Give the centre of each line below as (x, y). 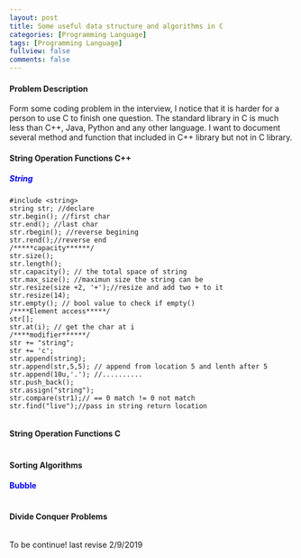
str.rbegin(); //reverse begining (74, 232)
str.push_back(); (42, 382)
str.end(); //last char (54, 224)
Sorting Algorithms (46, 465)
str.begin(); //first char (60, 216)
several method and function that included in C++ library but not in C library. (151, 137)
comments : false (40, 60)
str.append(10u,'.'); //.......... (76, 374)
